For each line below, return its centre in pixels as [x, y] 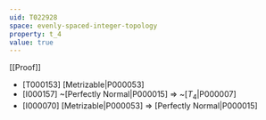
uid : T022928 [33, 17]
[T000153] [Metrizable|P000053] [83, 84]
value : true [31, 42]
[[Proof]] [25, 68]
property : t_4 [36, 34]
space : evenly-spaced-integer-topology [83, 26]
